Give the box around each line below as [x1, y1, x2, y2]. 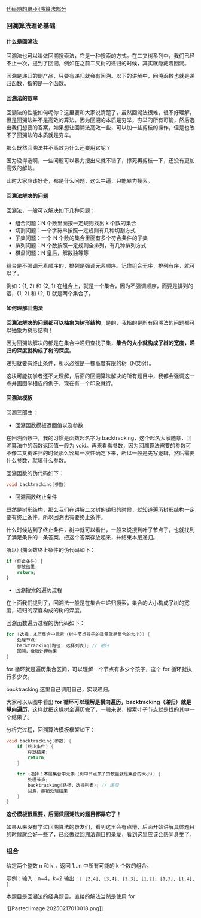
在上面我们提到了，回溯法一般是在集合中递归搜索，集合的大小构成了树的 [6, 599, 184, 606]
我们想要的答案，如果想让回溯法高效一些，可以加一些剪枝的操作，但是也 [11, 124, 190, 131]
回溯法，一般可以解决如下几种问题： [6, 206, 96, 214]
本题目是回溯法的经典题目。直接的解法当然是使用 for [6, 892, 136, 900]
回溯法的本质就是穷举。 [16, 131, 75, 139]
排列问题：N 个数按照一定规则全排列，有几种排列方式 [14, 241, 147, 249]
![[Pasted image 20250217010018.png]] [6, 904, 103, 912]
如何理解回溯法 [6, 304, 43, 312]
